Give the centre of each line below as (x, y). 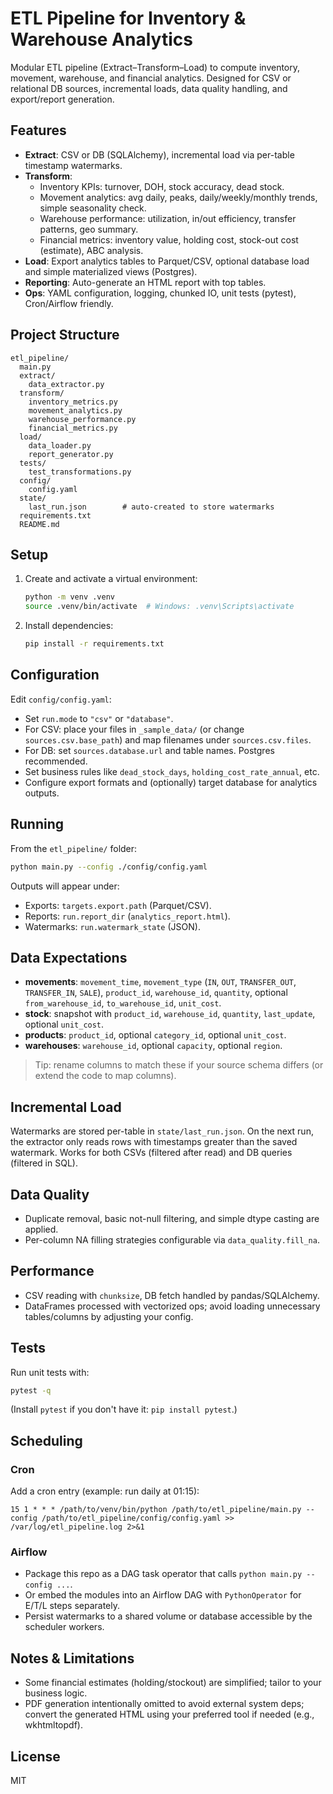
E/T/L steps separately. (72, 1606)
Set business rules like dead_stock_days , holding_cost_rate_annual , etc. (172, 771)
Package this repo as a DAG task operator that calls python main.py (163, 1574)
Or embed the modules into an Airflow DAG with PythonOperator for (163, 1595)
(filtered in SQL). (44, 1163)
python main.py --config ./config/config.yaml (109, 867)
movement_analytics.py (75, 410)
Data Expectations (69, 957)
